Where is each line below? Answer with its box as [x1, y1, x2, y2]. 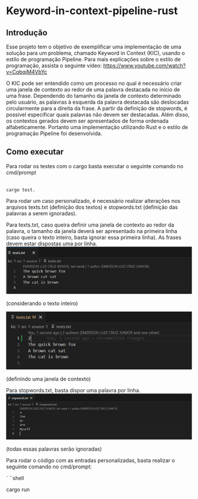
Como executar [6, 147, 64, 157]
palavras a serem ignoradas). [6, 209, 77, 216]
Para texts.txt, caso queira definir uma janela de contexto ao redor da [6, 221, 174, 228]
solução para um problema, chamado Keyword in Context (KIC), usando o [6, 50, 185, 57]
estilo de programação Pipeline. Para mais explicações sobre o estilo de [6, 56, 181, 63]
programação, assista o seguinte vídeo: [6, 62, 102, 69]
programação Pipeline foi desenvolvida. [6, 130, 103, 137]
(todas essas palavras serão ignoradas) [6, 445, 102, 452]
